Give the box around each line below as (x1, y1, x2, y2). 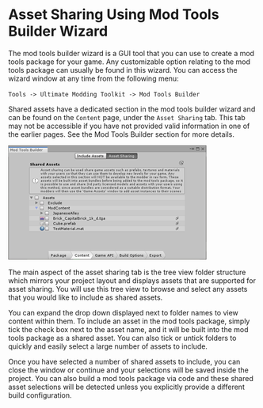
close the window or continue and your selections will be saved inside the (8, 365, 250, 375)
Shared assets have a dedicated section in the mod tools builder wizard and (8, 104, 256, 114)
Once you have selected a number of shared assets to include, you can (8, 357, 241, 366)
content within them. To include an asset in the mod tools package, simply (8, 316, 250, 326)
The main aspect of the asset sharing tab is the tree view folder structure (8, 267, 246, 277)
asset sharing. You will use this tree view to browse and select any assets (8, 284, 248, 293)
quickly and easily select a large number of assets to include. (8, 342, 208, 351)
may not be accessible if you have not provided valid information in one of (8, 121, 250, 130)
